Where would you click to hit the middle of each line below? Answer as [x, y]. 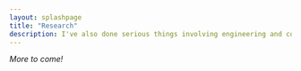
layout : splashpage [46, 17]
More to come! [36, 59]
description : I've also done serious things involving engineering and [146, 34]
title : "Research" [43, 26]
